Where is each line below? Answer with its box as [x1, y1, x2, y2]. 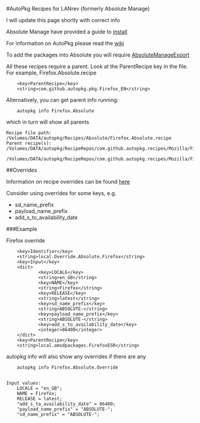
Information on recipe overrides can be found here [6, 178, 130, 185]
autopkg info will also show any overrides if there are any [6, 353, 146, 360]
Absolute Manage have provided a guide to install [6, 28, 128, 35]
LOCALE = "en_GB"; [17, 385, 62, 391]
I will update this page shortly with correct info [6, 17, 120, 23]
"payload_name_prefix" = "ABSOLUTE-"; [17, 406, 113, 412]
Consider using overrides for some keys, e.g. [6, 190, 117, 196]
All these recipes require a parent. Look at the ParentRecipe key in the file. [6, 63, 188, 70]
